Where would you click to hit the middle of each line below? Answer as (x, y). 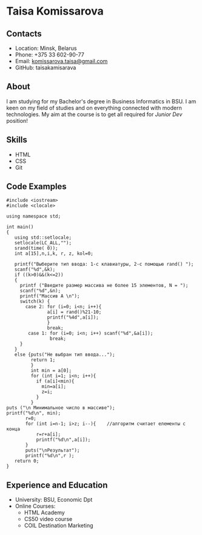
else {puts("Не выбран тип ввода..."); (65, 355)
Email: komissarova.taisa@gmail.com (61, 61)
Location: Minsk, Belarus (46, 48)
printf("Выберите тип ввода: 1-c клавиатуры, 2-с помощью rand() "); (104, 264)
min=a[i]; (54, 387)
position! (17, 120)
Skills (17, 140)
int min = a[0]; (51, 371)
